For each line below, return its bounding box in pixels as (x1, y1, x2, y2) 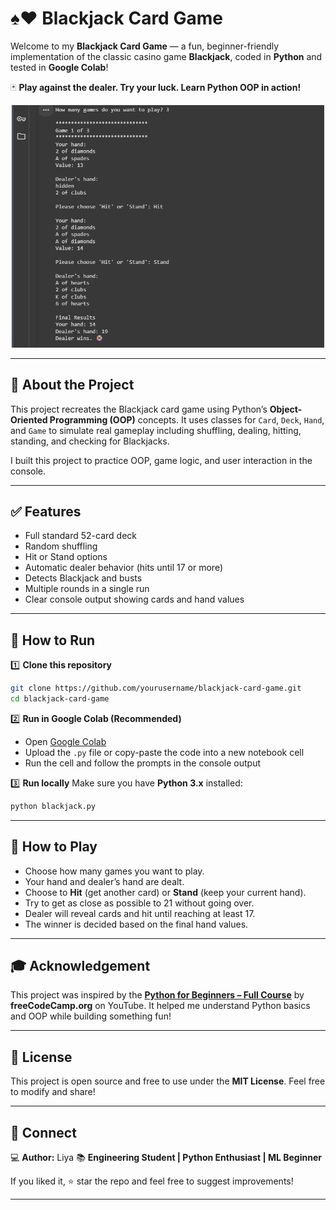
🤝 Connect (10, 1124, 77, 1141)
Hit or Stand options (24, 551, 108, 563)
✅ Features (10, 503, 82, 520)
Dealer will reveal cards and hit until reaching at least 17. (24, 907, 256, 919)
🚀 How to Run (10, 632, 96, 649)
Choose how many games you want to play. (24, 865, 205, 877)
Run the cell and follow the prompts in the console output (24, 757, 262, 769)
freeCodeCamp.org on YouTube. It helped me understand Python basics (10, 1000, 311, 1012)
